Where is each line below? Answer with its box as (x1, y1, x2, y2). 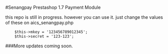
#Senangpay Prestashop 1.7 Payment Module (5, 5, 101, 10)
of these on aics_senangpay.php (5, 20, 74, 25)
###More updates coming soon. (5, 43, 73, 49)
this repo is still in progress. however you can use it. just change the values (5, 14, 163, 20)
